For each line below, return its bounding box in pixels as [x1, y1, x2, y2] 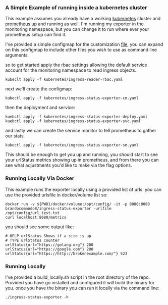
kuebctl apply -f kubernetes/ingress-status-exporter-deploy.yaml [5, 114, 148, 120]
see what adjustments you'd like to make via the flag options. [5, 162, 132, 168]
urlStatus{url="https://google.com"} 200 [5, 246, 94, 251]
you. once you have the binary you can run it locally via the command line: [5, 285, 160, 291]
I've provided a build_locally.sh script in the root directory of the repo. [5, 274, 150, 280]
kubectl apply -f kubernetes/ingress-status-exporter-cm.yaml [5, 95, 139, 101]
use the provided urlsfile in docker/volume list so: [5, 191, 108, 198]
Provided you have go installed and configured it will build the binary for [5, 279, 155, 285]
